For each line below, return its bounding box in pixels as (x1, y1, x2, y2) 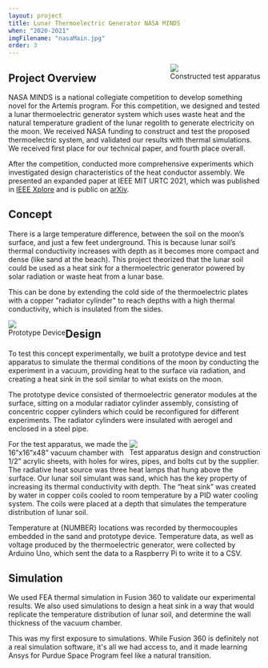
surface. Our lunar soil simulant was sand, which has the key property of (8, 473, 248, 483)
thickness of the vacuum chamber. (8, 618, 122, 628)
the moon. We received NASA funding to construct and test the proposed (8, 126, 250, 136)
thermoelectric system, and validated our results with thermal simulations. (8, 135, 252, 144)
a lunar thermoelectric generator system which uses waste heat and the (8, 109, 246, 119)
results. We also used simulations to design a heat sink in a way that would (8, 602, 254, 611)
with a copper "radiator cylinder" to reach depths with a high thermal (8, 296, 235, 305)
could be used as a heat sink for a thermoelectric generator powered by (8, 263, 246, 272)
